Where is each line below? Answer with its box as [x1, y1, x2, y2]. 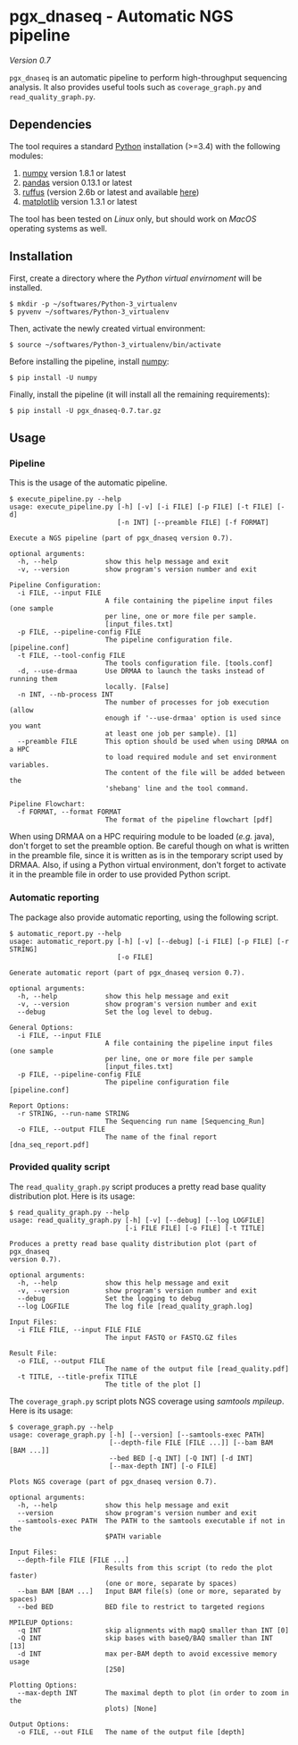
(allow [9, 706, 34, 715]
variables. [9, 761, 50, 770]
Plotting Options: [9, 1681, 78, 1690]
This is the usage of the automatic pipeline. [9, 477, 168, 488]
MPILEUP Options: [9, 1618, 74, 1627]
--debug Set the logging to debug [17, 1294, 202, 1302]
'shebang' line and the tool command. [104, 784, 250, 793]
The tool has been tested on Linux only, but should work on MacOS [9, 213, 257, 224]
